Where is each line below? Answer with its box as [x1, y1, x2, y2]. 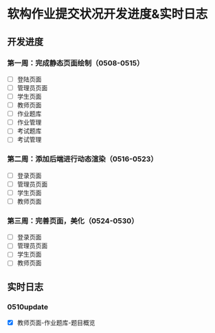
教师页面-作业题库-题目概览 [16, 319, 95, 327]
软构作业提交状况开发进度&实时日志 [7, 6, 208, 22]
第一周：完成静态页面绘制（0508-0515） [7, 58, 144, 67]
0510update [7, 302, 49, 312]
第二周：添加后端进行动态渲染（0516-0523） [7, 154, 158, 164]
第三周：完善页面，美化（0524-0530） [7, 216, 139, 226]
